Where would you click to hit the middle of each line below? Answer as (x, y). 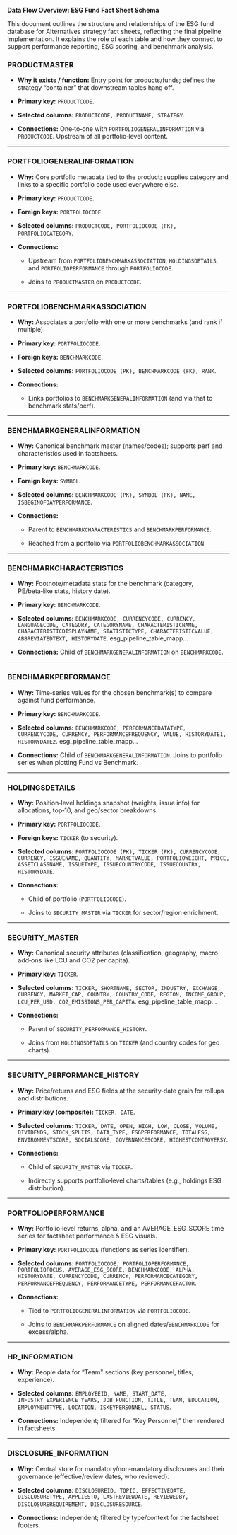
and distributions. (43, 1098)
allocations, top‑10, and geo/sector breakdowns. (87, 810)
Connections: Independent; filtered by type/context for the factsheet (118, 1517)
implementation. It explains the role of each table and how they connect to (115, 39)
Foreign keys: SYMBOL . (49, 481)
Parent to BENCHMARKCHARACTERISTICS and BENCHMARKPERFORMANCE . (120, 529)
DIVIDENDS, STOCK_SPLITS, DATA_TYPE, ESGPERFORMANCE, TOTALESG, (114, 1132)
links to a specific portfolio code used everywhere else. (98, 184)
